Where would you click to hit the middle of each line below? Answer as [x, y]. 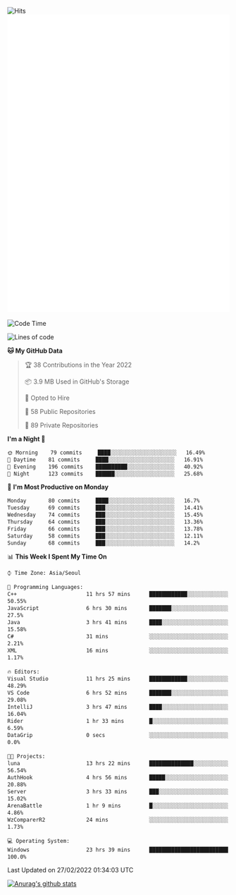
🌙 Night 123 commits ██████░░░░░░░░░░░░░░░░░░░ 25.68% [105, 474]
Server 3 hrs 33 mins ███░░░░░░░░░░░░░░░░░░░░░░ [118, 791]
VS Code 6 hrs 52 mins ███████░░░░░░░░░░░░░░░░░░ [118, 693]
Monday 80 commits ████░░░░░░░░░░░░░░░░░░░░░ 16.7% [104, 501]
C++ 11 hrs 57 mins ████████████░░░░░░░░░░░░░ [118, 594]
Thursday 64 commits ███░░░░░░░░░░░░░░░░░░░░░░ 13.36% [105, 522]
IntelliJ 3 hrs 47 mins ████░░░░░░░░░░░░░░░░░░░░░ [118, 707]
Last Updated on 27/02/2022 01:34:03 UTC [70, 870]
